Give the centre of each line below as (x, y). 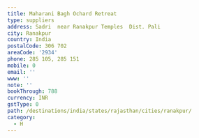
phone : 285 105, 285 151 (43, 59)
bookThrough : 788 (32, 91)
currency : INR (28, 98)
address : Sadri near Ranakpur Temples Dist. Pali (84, 26)
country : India (29, 40)
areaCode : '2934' (32, 53)
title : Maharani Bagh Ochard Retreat (62, 14)
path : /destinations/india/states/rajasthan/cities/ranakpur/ (99, 111)
